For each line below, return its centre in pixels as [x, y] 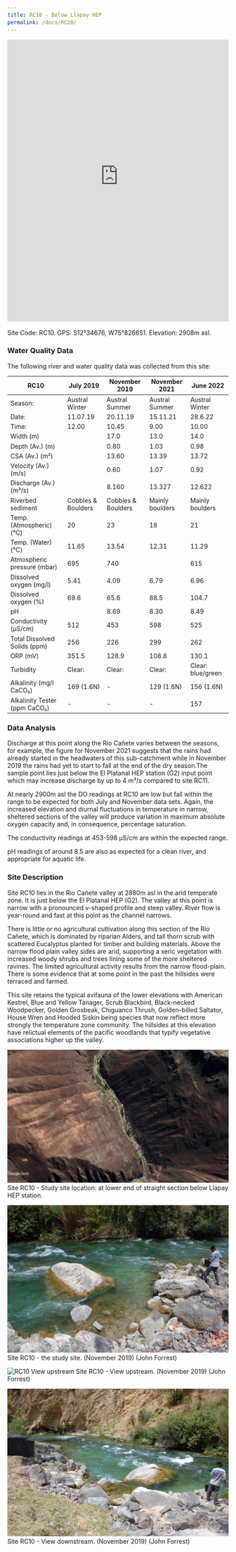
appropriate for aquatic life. [47, 859]
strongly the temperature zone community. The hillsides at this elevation [112, 1024]
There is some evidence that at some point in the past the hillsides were [111, 974]
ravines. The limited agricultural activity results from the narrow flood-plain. [117, 966]
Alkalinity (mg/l [32, 683]
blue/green [206, 673]
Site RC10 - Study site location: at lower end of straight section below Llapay [118, 1188]
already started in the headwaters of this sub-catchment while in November [117, 758]
